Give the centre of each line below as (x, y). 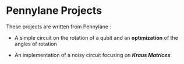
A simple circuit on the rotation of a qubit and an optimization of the (96, 37)
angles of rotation (36, 44)
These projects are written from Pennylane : (59, 27)
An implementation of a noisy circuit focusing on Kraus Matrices (92, 55)
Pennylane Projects (54, 11)
